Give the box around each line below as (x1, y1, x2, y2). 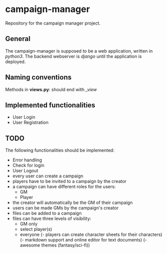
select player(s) (20, 226, 53, 232)
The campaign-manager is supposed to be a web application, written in (5, 48, 153, 54)
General (5, 35, 31, 43)
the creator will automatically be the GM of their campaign (12, 199, 133, 206)
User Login (12, 114, 36, 120)
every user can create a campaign (12, 173, 84, 179)
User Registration (12, 119, 49, 126)
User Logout (12, 168, 39, 174)
